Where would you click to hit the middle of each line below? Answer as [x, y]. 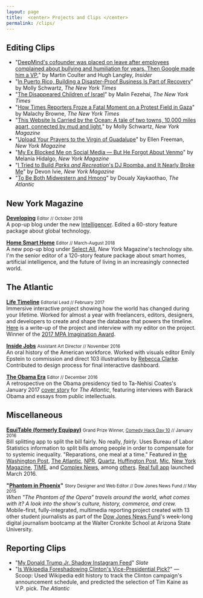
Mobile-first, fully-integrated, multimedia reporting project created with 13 [98, 510]
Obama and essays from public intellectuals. [61, 396]
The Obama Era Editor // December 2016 [52, 376]
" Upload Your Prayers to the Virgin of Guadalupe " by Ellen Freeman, [99, 139]
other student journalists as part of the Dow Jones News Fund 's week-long [100, 516]
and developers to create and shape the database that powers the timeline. [100, 321]
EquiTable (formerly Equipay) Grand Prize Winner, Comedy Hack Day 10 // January [100, 430]
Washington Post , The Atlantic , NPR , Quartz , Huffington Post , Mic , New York [101, 461]
